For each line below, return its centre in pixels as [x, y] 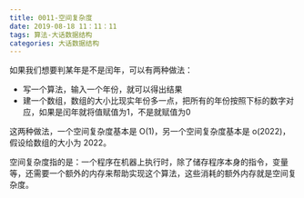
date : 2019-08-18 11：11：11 [63, 26]
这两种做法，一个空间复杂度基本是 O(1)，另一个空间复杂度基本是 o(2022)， [150, 132]
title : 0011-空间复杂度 [51, 18]
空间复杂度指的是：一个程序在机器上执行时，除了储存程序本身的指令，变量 [149, 162]
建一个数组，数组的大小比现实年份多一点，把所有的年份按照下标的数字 [154, 101]
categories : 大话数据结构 [55, 43]
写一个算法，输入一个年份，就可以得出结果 [102, 89]
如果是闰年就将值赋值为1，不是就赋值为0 [115, 112]
